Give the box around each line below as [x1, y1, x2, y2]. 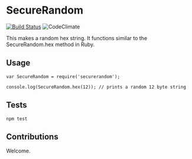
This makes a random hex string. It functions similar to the [6, 34, 148, 41]
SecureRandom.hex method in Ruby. [6, 41, 95, 48]
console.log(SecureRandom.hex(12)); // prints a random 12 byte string [6, 84, 186, 90]
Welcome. [6, 147, 31, 154]
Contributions [6, 131, 58, 142]
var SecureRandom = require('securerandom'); [6, 73, 120, 80]
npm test [6, 116, 28, 122]
